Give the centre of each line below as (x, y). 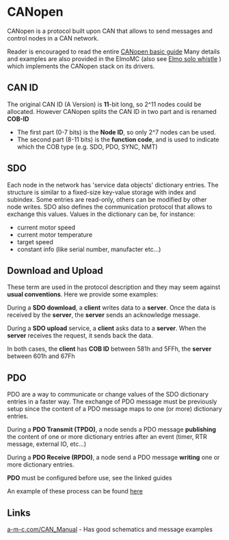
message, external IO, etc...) (47, 444)
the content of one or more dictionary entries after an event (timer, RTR (107, 437)
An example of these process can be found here (75, 491)
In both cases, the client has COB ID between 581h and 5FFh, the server (109, 349)
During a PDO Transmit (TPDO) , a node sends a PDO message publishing (112, 430)
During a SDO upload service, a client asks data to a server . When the (107, 328)
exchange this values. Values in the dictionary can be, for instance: (102, 214)
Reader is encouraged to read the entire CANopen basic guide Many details (113, 51)
